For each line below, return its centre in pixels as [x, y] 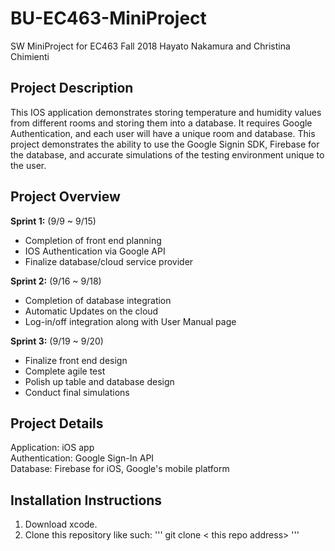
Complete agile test [65, 371]
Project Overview [65, 197]
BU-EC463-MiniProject [108, 18]
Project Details [57, 423]
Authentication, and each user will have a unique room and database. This [163, 133]
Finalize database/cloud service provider [109, 261]
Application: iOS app [52, 448]
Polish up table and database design [99, 381]
